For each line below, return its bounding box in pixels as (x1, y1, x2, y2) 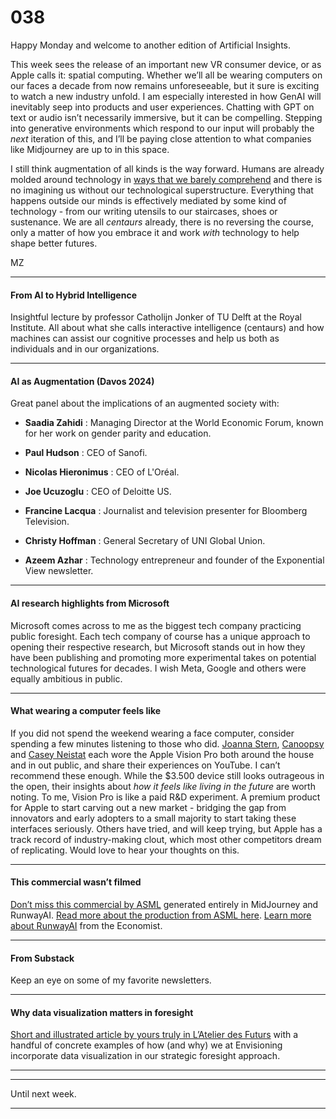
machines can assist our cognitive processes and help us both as (10, 332, 280, 345)
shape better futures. (10, 237, 98, 249)
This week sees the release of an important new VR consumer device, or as (10, 58, 322, 70)
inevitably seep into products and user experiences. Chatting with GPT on (10, 101, 315, 113)
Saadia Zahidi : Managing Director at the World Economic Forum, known (24, 417, 324, 429)
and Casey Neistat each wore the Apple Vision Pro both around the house (10, 748, 315, 760)
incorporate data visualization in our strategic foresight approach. (10, 1050, 281, 1062)
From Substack (10, 952, 75, 964)
